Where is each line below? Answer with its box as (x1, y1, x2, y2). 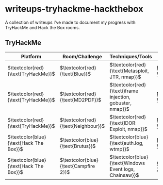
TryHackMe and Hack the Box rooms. (5, 24, 80, 30)
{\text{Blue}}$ (60, 70, 91, 77)
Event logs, (109, 166, 135, 172)
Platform (21, 53, 42, 60)
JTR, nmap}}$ (109, 73, 142, 80)
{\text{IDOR (109, 119, 136, 126)
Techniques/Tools (109, 53, 152, 60)
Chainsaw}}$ (109, 171, 139, 178)
